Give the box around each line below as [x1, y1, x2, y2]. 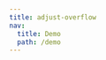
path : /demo [17, 37, 62, 47]
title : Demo [17, 29, 62, 38]
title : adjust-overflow [9, 12, 97, 22]
